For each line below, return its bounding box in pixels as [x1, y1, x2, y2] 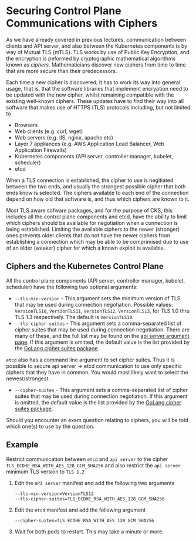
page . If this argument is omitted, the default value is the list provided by [14, 338, 190, 346]
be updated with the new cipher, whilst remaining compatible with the [6, 91, 174, 98]
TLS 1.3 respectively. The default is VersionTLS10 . [14, 313, 134, 320]
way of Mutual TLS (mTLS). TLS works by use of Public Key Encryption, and [6, 48, 190, 55]
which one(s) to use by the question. [6, 423, 95, 430]
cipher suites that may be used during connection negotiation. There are [14, 326, 190, 333]
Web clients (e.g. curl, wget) [14, 128, 83, 135]
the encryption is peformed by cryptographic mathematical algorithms [6, 55, 176, 62]
